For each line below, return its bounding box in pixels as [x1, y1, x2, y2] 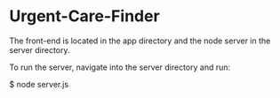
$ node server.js [9, 79, 69, 89]
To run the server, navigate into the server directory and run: [9, 62, 231, 72]
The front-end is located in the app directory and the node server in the [9, 35, 271, 46]
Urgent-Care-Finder [9, 6, 160, 26]
